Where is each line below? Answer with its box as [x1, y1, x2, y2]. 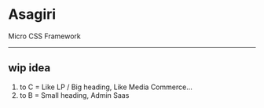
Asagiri [8, 5, 57, 23]
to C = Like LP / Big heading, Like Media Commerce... [19, 82, 192, 92]
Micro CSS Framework [8, 31, 81, 41]
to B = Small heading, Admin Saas [19, 90, 130, 99]
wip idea [8, 61, 51, 75]
